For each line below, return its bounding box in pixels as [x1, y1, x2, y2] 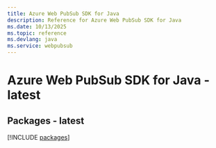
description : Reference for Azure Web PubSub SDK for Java [7, 17, 182, 24]
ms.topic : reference [7, 29, 67, 37]
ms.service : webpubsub [7, 42, 73, 49]
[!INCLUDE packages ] [7, 133, 70, 141]
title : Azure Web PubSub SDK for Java [7, 10, 119, 17]
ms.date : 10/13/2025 [7, 23, 67, 30]
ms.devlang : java [7, 36, 58, 43]
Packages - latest [7, 115, 85, 126]
